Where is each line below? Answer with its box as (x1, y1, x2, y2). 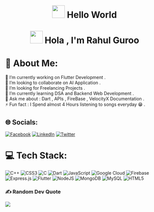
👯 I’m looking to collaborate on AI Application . (5, 80, 101, 86)
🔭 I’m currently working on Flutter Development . (5, 75, 106, 81)
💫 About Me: (5, 58, 58, 69)
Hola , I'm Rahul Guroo (44, 35, 139, 46)
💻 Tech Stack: (5, 150, 67, 161)
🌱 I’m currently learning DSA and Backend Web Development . (5, 91, 134, 97)
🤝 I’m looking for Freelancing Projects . (5, 85, 86, 91)
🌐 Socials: (5, 118, 38, 126)
